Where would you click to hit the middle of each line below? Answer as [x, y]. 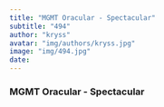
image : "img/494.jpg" [50, 52]
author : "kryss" [40, 34]
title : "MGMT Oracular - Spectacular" [82, 18]
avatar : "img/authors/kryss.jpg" [72, 43]
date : [19, 60]
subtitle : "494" [40, 26]
